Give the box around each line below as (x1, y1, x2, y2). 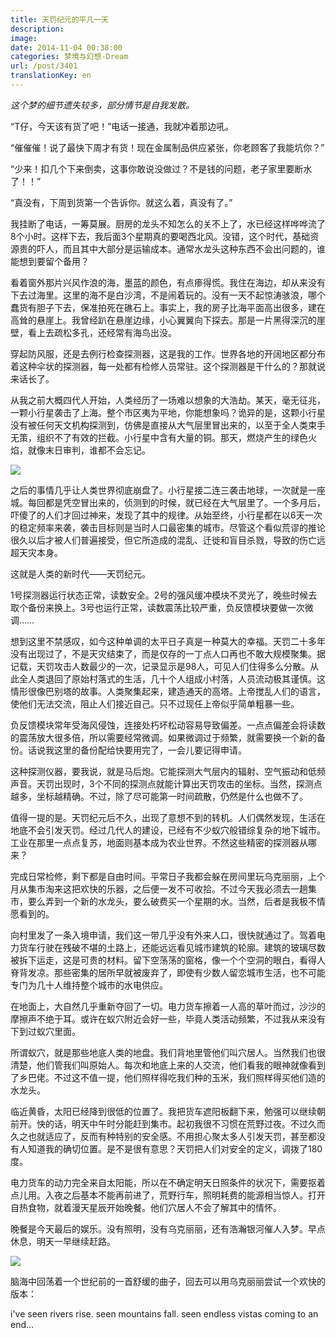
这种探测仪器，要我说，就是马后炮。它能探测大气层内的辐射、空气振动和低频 (10, 765, 326, 777)
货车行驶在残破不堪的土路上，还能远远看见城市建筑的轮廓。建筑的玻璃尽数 (18, 941, 326, 953)
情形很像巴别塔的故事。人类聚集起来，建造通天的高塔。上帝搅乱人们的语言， (10, 685, 326, 697)
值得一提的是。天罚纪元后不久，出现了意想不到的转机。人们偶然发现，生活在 (10, 811, 326, 823)
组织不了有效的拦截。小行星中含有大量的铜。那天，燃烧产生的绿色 (36, 431, 308, 443)
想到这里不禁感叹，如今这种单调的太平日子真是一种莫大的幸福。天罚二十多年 (10, 635, 326, 647)
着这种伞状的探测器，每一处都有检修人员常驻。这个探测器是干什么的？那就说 (10, 360, 326, 372)
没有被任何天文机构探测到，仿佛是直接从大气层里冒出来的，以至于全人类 (10, 419, 308, 431)
